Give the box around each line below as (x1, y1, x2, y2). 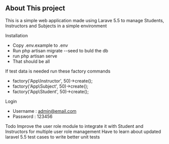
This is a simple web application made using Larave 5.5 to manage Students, (5, 17, 164, 23)
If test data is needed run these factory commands (5, 68, 111, 74)
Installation (5, 32, 28, 38)
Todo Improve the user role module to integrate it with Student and (5, 123, 144, 129)
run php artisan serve (12, 53, 58, 59)
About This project (5, 4, 66, 13)
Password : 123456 (12, 113, 53, 119)
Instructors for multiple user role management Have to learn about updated (5, 128, 161, 134)
